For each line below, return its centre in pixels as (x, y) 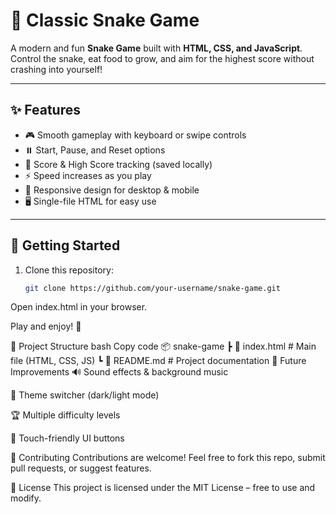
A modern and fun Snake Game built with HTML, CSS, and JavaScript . (156, 48)
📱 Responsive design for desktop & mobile (112, 190)
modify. (26, 498)
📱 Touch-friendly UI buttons (67, 438)
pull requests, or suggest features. (81, 468)
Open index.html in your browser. (79, 307)
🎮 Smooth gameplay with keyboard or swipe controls (135, 135)
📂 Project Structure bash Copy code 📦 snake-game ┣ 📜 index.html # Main (163, 346)
